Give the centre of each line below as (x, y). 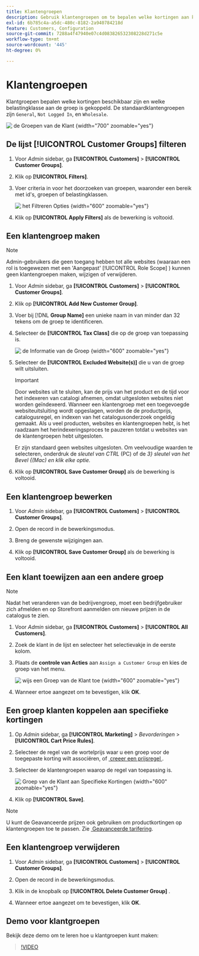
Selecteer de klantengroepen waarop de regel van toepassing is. (94, 770)
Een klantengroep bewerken (59, 497)
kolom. (23, 651)
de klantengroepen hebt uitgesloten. (59, 436)
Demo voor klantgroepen (53, 921)
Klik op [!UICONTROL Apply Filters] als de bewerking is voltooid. (94, 217)
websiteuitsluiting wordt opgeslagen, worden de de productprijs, (94, 411)
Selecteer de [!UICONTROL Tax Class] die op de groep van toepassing (101, 333)
